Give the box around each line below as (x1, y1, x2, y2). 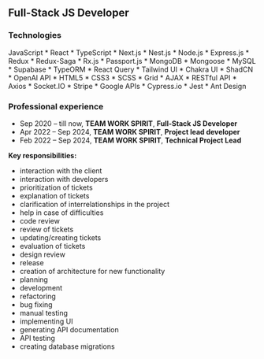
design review (19, 250, 65, 259)
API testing (19, 333, 55, 342)
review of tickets (19, 224, 74, 234)
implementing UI (19, 316, 73, 326)
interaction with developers (19, 174, 109, 183)
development (19, 283, 63, 292)
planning (19, 275, 49, 284)
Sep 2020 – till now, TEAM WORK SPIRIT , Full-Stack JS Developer (19, 118, 238, 128)
